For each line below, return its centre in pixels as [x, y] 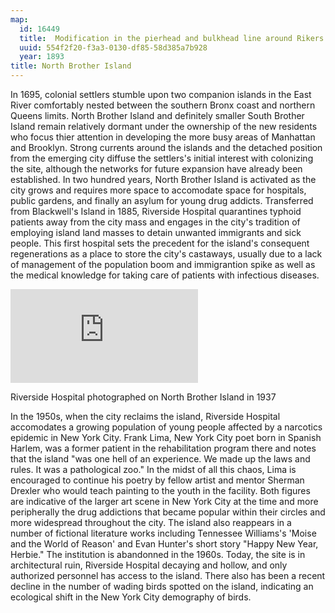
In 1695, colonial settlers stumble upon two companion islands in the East [161, 94]
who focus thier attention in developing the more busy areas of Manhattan [163, 137]
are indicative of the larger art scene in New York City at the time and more [164, 501]
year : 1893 [42, 57]
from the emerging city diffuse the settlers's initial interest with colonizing [162, 158]
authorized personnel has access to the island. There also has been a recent [168, 575]
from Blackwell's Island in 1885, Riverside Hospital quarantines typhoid [156, 211]
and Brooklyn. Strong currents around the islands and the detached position [166, 147]
